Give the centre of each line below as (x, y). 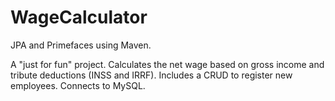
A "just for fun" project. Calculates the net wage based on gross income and (167, 64)
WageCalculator (79, 17)
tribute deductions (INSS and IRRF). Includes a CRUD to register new (151, 75)
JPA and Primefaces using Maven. (81, 45)
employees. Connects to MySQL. (78, 85)
